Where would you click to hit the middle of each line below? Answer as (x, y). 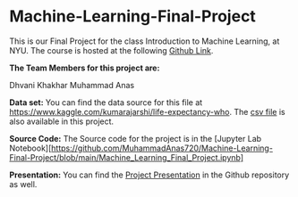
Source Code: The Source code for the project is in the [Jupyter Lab (136, 138)
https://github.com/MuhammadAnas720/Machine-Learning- (162, 148)
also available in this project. (62, 121)
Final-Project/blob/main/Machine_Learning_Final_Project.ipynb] (127, 157)
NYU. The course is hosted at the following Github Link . (111, 50)
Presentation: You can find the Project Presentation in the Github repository (149, 175)
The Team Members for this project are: (85, 68)
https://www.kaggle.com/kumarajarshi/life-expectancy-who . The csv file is (147, 111)
